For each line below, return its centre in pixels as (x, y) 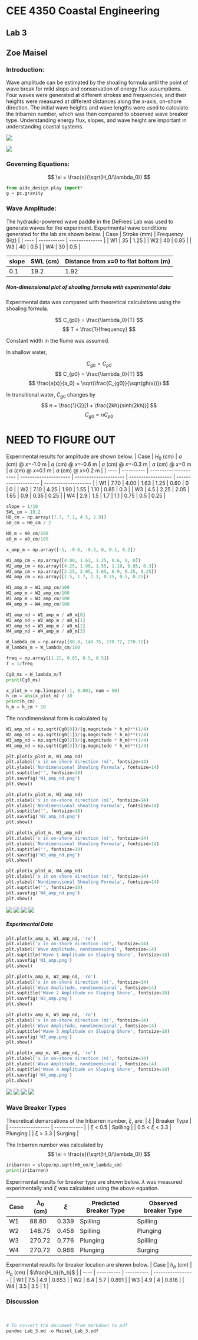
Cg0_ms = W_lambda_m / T (34, 674)
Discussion (23, 1302)
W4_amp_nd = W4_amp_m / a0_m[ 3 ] (46, 632)
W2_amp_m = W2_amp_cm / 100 (38, 593)
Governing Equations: (38, 164)
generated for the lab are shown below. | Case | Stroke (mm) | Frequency (95, 234)
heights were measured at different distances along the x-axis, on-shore (94, 101)
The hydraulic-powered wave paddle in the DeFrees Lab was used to (90, 221)
